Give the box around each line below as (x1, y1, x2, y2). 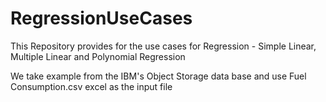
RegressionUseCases (10, 7, 193, 30)
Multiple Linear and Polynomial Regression (10, 50, 186, 62)
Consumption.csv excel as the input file (10, 80, 173, 92)
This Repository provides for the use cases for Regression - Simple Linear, (10, 40, 317, 52)
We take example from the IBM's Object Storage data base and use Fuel (10, 70, 307, 82)
